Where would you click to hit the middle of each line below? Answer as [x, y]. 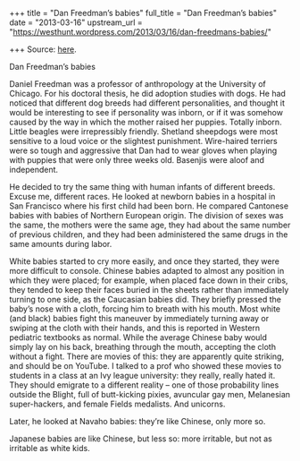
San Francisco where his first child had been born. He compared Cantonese [149, 206]
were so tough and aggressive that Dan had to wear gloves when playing [143, 150]
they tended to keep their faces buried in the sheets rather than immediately [149, 290]
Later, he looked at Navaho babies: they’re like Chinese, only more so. [137, 421]
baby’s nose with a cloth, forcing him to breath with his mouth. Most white [145, 309]
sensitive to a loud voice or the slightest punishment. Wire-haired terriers [144, 141]
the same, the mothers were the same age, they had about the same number [150, 225]
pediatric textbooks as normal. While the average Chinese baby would [138, 337]
